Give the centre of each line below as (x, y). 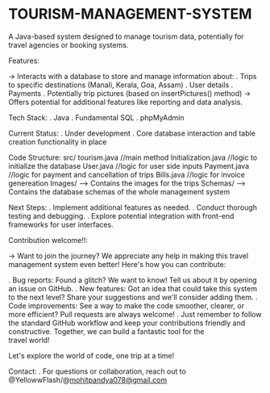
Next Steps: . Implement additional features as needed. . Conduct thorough (133, 207)
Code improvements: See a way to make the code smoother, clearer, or (126, 305)
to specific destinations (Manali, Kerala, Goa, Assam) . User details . (121, 85)
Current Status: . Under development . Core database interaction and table (132, 133)
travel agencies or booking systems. (69, 44)
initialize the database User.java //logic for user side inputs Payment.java (129, 165)
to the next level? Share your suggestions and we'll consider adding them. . (133, 297)
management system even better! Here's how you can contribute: (117, 264)
